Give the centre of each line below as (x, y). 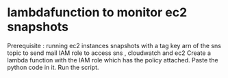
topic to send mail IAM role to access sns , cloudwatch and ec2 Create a (109, 53)
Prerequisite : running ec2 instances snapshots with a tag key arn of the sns (114, 45)
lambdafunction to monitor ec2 (97, 13)
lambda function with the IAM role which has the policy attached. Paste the (113, 60)
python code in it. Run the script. (53, 67)
